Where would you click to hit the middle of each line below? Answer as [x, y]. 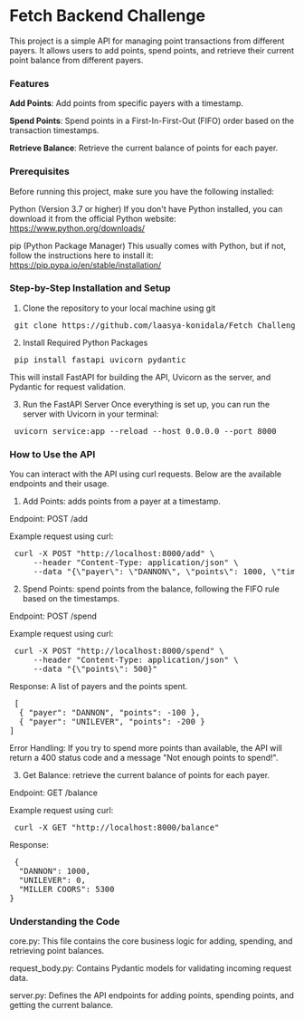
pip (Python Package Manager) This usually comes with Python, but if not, [148, 245]
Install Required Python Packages [85, 342]
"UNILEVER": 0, [52, 880]
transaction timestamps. [54, 130]
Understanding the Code [65, 922]
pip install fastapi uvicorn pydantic [100, 360]
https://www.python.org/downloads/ [77, 228]
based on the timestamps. [71, 599]
